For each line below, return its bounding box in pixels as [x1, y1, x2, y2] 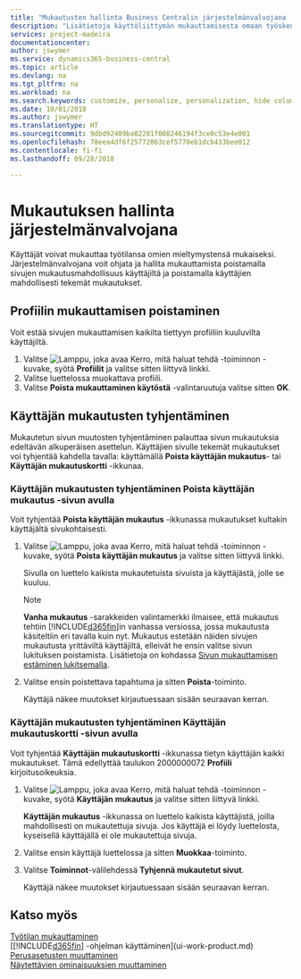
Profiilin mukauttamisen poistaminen [10, 303, 221, 318]
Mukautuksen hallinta [10, 200, 175, 221]
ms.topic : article [10, 63, 79, 72]
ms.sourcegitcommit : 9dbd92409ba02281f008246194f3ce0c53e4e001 [10, 130, 251, 138]
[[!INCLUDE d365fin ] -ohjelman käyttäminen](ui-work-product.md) [10, 941, 254, 951]
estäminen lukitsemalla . [22, 659, 110, 670]
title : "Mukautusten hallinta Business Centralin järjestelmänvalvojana [10, 13, 287, 22]
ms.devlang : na [10, 71, 67, 80]
